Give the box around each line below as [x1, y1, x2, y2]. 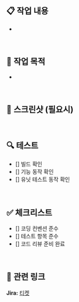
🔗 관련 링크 [6, 272, 46, 282]
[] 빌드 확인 [15, 160, 43, 168]
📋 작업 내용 [6, 6, 49, 17]
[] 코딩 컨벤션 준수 [15, 225, 59, 232]
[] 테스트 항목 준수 [15, 233, 59, 240]
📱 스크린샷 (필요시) [6, 104, 73, 115]
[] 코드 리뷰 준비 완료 [15, 240, 66, 247]
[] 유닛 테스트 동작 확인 [15, 176, 70, 183]
